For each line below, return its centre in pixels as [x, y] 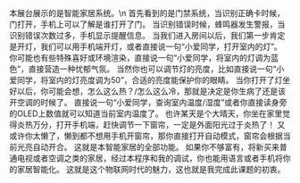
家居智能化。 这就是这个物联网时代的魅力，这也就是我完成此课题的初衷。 [151, 169]
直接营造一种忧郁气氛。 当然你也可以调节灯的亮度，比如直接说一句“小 [156, 69]
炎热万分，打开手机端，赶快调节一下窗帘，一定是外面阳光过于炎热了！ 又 [151, 125]
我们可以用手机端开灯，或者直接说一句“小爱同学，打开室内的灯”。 [161, 46]
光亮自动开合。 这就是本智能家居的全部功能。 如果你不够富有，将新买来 [148, 147]
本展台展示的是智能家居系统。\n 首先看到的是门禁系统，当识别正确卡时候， [147, 13]
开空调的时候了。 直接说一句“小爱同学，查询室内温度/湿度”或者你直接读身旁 [148, 102]
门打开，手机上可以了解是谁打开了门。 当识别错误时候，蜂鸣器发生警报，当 [147, 24]
